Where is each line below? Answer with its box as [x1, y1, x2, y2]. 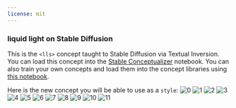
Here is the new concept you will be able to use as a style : [7, 85, 179, 94]
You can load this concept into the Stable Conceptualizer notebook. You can [7, 57, 230, 66]
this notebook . [7, 72, 49, 80]
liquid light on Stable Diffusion [7, 33, 113, 43]
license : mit [7, 10, 46, 18]
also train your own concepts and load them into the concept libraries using [7, 64, 228, 73]
